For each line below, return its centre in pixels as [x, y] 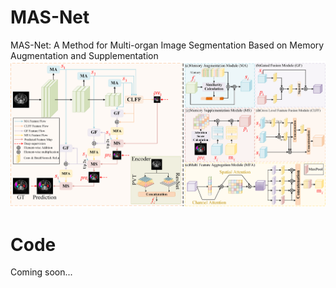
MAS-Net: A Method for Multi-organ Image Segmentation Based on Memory [167, 45]
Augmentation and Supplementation [84, 55]
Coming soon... [41, 272]
